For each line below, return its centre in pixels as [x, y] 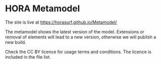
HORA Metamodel [43, 9]
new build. [16, 42]
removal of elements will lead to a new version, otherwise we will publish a [81, 37]
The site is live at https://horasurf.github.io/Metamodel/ [61, 22]
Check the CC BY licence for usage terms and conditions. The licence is [78, 52]
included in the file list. [28, 57]
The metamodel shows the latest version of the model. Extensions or [75, 32]
